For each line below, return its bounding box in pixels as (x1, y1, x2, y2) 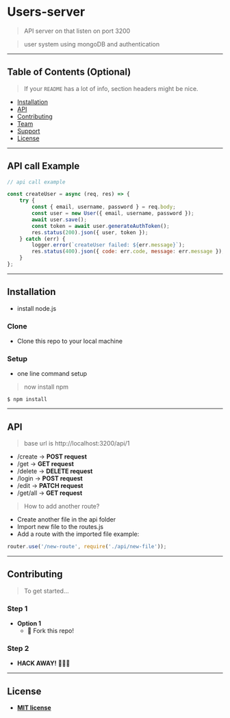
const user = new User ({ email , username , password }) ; (31, 210, 194, 217)
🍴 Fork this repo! (27, 627, 74, 635)
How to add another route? (23, 502, 100, 511)
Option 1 (16, 619, 41, 628)
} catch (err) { (19, 235, 66, 242)
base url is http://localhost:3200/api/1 (23, 439, 130, 448)
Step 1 (7, 604, 28, 613)
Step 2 (7, 644, 29, 654)
